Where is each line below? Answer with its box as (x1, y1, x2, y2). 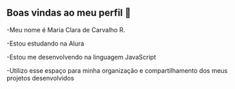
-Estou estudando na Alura (6, 39, 84, 48)
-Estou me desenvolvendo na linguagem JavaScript (6, 53, 156, 61)
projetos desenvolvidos (6, 74, 75, 82)
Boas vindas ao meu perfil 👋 (6, 7, 132, 19)
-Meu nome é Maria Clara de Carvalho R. (6, 25, 126, 34)
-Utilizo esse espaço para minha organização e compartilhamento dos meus (6, 66, 228, 74)
